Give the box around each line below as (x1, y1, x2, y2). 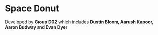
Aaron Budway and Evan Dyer (5, 24, 68, 30)
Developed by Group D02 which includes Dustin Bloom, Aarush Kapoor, (5, 19, 154, 25)
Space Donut (5, 3, 59, 14)
